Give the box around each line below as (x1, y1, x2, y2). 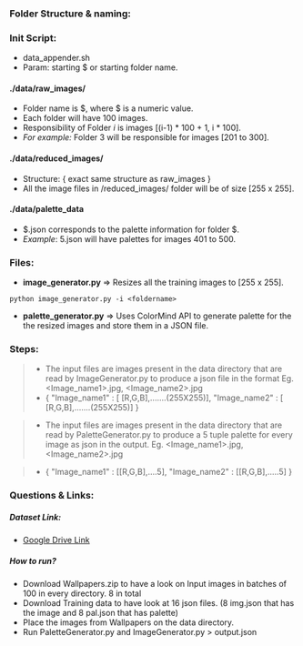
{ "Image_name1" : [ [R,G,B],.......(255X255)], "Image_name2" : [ (45, 392, 284, 403)
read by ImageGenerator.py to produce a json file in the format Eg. (45, 373, 294, 384)
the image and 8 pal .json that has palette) (22, 608, 179, 619)
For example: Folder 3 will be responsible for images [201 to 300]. (22, 132, 270, 143)
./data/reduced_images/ (9, 153, 104, 164)
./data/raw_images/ (9, 83, 86, 94)
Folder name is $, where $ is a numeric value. (22, 103, 194, 114)
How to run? (9, 555, 56, 566)
